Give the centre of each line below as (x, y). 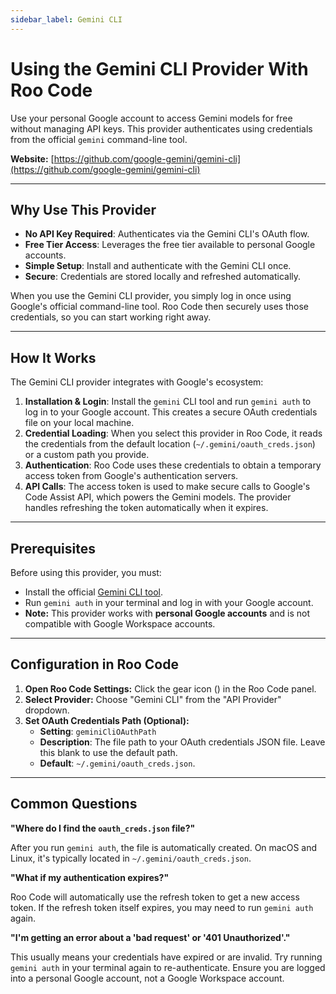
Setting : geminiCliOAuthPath (98, 731)
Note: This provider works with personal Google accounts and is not (167, 613)
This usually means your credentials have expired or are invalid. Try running (166, 957)
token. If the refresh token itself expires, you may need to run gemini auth (162, 907)
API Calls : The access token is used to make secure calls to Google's (167, 487)
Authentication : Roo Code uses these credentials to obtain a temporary (173, 465)
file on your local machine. (79, 423)
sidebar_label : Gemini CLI (66, 19)
